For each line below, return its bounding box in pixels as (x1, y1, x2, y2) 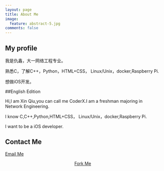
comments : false (5, 26, 38, 31)
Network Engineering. (5, 103, 50, 109)
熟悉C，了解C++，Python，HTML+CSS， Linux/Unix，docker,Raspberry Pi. (5, 68, 159, 74)
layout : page (5, 7, 32, 12)
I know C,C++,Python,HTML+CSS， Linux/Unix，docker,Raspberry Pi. (5, 113, 147, 119)
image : (5, 16, 19, 21)
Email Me (5, 151, 24, 157)
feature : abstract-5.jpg (9, 21, 61, 26)
